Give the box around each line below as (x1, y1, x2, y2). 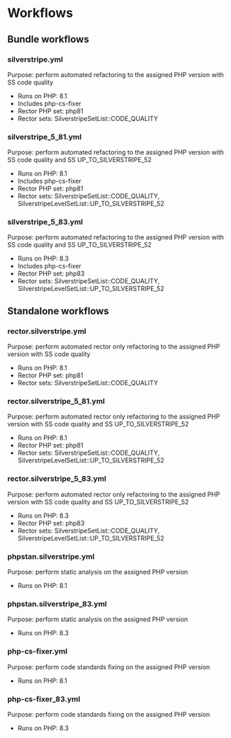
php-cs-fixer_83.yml (7, 694, 81, 704)
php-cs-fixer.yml (7, 647, 68, 657)
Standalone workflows (7, 305, 110, 317)
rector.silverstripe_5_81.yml (7, 397, 105, 407)
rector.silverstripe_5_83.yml (7, 474, 106, 484)
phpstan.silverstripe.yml (7, 551, 95, 561)
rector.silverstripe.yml (7, 326, 86, 336)
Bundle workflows (7, 33, 90, 45)
